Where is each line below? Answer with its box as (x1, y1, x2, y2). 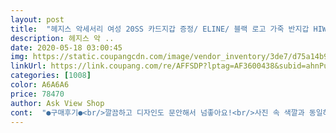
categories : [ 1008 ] (10, 71, 92, 81)
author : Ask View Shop (10, 98, 105, 108)
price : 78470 (10, 89, 65, 99)
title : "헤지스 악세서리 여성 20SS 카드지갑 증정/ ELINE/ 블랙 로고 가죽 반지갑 (10, 24, 310, 34)
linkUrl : (10, 61, 47, 71)
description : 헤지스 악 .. (10, 33, 115, 43)
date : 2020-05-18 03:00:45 (10, 42, 123, 53)
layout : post (10, 14, 65, 25)
